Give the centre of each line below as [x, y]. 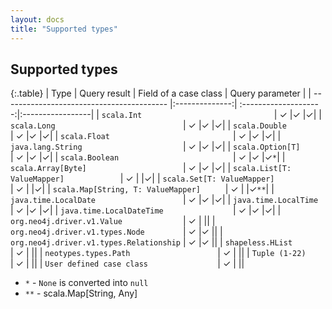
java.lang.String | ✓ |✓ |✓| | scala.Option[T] [155, 147]
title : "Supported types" [64, 29]
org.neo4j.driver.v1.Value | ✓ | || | [113, 221]
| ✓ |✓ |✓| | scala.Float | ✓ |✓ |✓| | [146, 136]
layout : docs [37, 19]
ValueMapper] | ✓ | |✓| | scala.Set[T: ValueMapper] [142, 178]
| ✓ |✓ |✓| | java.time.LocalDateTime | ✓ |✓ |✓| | [146, 210]
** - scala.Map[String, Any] [81, 293]
